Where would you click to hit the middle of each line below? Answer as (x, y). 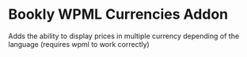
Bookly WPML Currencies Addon (118, 14)
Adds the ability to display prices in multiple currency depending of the (124, 36)
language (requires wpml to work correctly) (79, 44)
